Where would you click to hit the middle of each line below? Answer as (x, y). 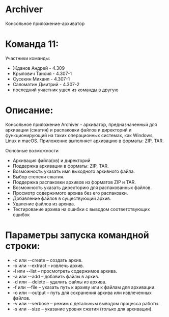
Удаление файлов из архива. (44, 204)
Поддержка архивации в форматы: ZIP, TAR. (61, 166)
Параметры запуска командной (77, 235)
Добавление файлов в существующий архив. (62, 198)
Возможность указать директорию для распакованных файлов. (82, 188)
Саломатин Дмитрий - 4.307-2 (46, 84)
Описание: (29, 110)
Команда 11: (32, 44)
